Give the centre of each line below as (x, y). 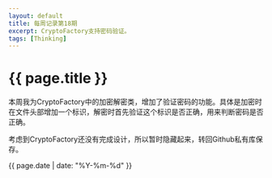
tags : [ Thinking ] (38, 38)
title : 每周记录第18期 (43, 23)
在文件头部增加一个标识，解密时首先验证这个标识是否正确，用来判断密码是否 (136, 112)
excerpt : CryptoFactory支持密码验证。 (70, 31)
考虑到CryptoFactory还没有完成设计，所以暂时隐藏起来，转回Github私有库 (132, 139)
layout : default (36, 16)
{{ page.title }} (58, 78)
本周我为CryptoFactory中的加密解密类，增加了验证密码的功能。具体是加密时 (135, 102)
